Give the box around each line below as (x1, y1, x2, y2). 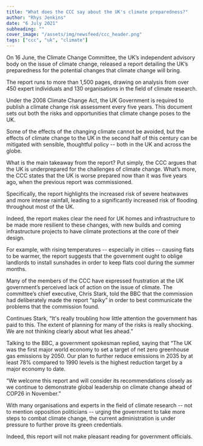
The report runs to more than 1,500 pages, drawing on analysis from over (6, 78, 189, 86)
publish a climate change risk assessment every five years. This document (6, 103, 193, 110)
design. (6, 235, 25, 241)
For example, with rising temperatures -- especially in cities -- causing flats (6, 246, 195, 253)
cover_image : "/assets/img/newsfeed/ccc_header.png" (6, 32, 142, 38)
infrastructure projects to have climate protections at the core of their (6, 228, 179, 235)
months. (6, 266, 27, 272)
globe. (6, 147, 22, 154)
